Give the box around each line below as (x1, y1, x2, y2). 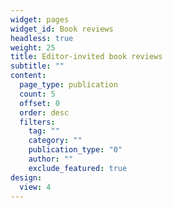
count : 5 (19, 89, 56, 99)
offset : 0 (19, 98, 60, 108)
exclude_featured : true (28, 163, 128, 173)
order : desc (19, 107, 70, 118)
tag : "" (28, 126, 60, 136)
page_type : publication (19, 80, 118, 90)
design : (10, 172, 43, 183)
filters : (19, 117, 56, 127)
